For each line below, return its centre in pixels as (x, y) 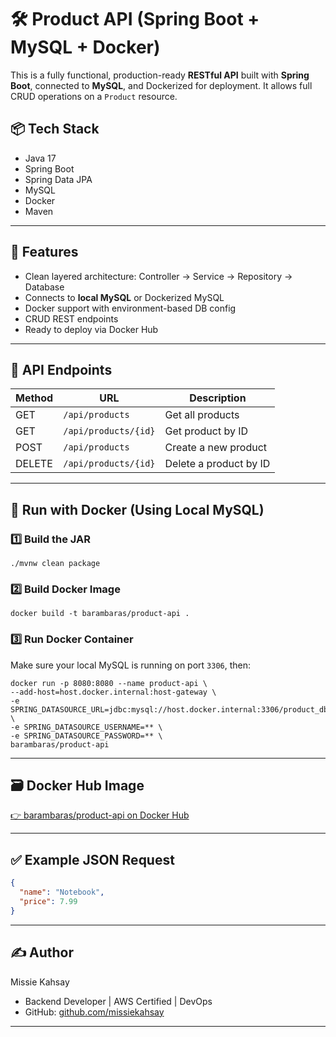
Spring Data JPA (58, 179)
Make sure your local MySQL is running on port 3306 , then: (131, 665)
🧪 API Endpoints (61, 369)
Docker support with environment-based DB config (130, 308)
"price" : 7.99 (48, 902)
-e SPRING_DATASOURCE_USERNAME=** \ (86, 727)
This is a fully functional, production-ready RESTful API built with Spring (160, 75)
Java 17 (40, 158)
